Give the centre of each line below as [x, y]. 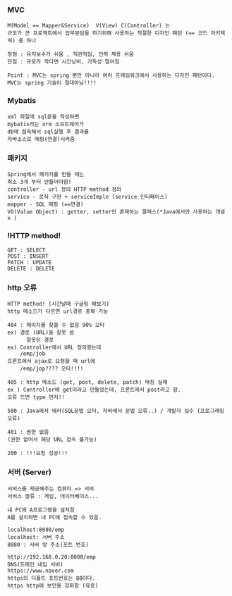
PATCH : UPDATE [30, 263]
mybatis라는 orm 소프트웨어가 [46, 124]
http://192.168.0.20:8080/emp [52, 557]
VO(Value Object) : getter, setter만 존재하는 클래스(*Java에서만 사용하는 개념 [116, 212]
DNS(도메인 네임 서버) [35, 564]
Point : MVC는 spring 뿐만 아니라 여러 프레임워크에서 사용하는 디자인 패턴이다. [111, 75]
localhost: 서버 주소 [36, 537]
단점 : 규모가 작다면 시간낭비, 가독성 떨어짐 [63, 62]
